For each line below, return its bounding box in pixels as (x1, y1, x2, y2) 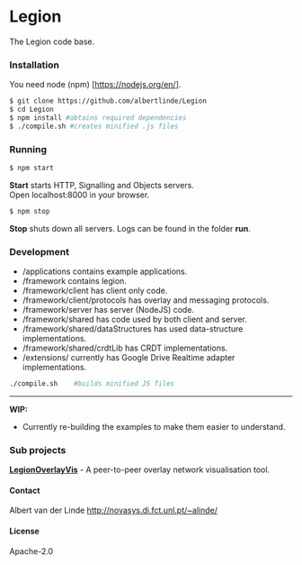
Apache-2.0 (9, 545, 54, 556)
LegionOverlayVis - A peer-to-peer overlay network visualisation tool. (9, 464, 271, 475)
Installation (9, 59, 60, 71)
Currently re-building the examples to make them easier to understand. (22, 421, 286, 432)
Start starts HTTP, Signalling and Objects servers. (9, 179, 195, 190)
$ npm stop (9, 206, 50, 215)
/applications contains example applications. (22, 266, 188, 277)
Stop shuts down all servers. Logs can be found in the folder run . (9, 223, 252, 233)
